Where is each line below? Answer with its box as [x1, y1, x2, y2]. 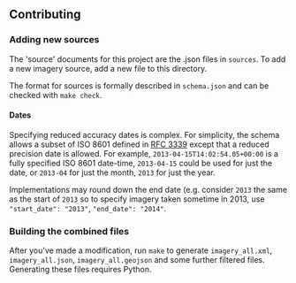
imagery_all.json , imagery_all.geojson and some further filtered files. [9, 255, 265, 265]
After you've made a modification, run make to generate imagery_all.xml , [9, 245, 273, 256]
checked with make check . [9, 89, 102, 100]
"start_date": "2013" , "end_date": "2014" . [9, 203, 167, 213]
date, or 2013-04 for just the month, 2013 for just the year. [9, 167, 216, 178]
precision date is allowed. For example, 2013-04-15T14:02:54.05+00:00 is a [9, 148, 278, 158]
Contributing [9, 7, 81, 22]
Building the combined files [9, 225, 130, 237]
